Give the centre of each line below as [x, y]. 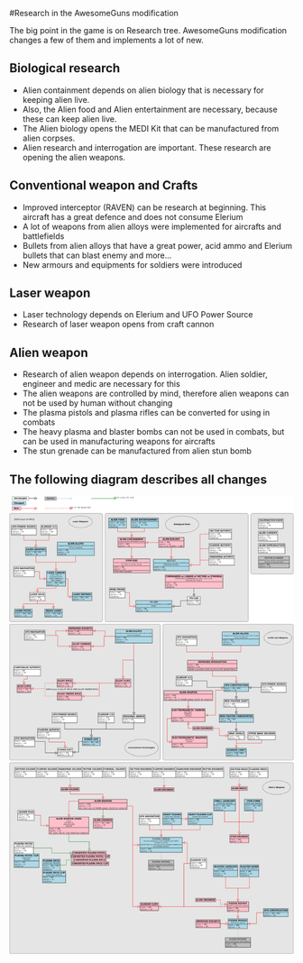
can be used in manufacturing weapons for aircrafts [119, 442]
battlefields [43, 236]
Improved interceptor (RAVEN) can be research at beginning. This [144, 207]
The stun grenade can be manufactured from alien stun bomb [137, 451]
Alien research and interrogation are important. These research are [147, 147]
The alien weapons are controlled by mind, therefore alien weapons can [156, 394]
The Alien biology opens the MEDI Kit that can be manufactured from [151, 128]
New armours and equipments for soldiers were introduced [132, 264]
